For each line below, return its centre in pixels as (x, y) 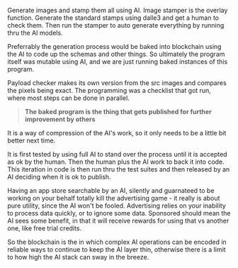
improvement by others (60, 119)
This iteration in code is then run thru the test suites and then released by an (119, 169)
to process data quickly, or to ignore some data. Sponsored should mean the (119, 213)
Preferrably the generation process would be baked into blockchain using (114, 46)
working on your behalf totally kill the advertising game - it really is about (114, 198)
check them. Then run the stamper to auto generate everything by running (116, 25)
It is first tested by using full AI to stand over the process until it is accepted (118, 154)
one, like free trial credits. (45, 228)
